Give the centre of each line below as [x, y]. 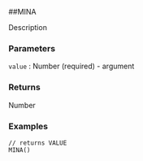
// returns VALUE [38, 143]
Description [28, 27]
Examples [28, 126]
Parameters [32, 48]
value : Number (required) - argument [71, 66]
